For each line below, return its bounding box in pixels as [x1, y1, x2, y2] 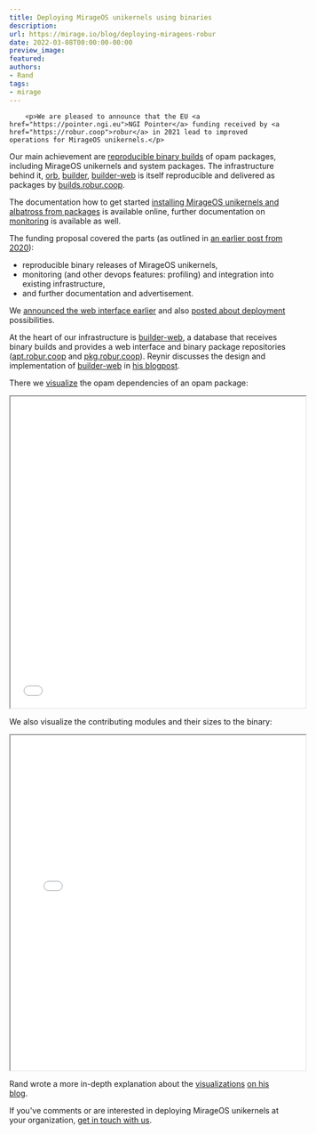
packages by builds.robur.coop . [9, 179, 126, 190]
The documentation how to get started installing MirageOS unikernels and [9, 197, 280, 207]
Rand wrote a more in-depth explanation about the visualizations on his [9, 1078, 270, 1089]
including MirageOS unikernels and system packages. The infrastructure [9, 160, 275, 171]
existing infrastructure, [21, 278, 106, 289]
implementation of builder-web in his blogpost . [9, 360, 180, 370]
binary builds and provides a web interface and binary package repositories [9, 341, 286, 352]
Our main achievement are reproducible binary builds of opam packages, [9, 150, 277, 161]
